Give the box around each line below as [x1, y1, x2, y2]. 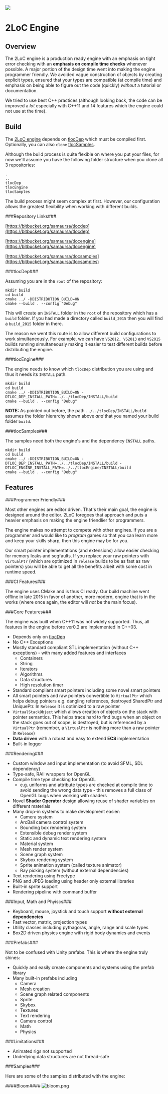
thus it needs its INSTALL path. [5, 371, 67, 377]
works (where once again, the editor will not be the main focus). [5, 599, 137, 605]
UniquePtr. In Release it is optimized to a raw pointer [12, 703, 120, 709]
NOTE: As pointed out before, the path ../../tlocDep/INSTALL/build [5, 407, 147, 413]
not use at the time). [5, 108, 47, 114]
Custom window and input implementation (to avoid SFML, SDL [12, 760, 143, 766]
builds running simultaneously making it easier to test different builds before [5, 341, 162, 347]
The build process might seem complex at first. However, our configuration [5, 198, 160, 204]
